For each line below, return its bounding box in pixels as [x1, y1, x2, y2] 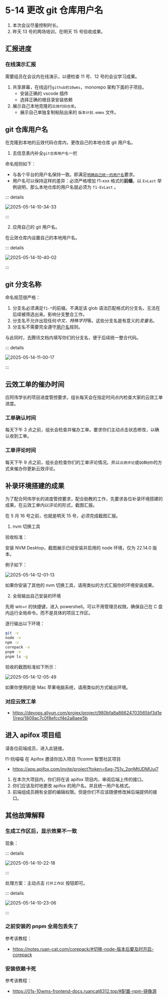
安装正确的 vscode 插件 [19, 90, 68, 96]
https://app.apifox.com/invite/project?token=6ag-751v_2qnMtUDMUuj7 [12, 766, 159, 772]
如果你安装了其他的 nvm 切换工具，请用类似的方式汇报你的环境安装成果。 [5, 582, 157, 588]
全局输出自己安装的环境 [12, 593, 61, 599]
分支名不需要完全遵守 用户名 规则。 [12, 324, 83, 330]
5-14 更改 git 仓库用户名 [5, 5, 103, 16]
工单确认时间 [5, 414, 36, 421]
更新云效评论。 [26, 466, 58, 472]
